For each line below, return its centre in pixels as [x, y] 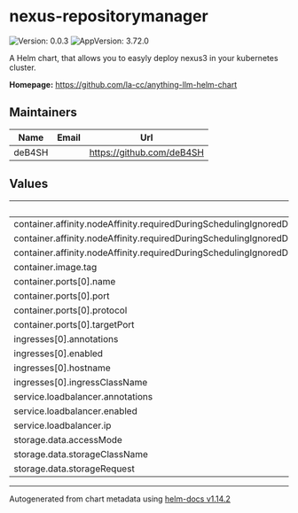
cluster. [23, 67]
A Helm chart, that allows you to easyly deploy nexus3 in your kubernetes [144, 58]
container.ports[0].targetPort [74, 324]
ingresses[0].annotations [66, 338]
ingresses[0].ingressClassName [81, 382]
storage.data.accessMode [68, 439]
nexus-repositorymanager [109, 16]
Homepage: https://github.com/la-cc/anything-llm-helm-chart [123, 84]
